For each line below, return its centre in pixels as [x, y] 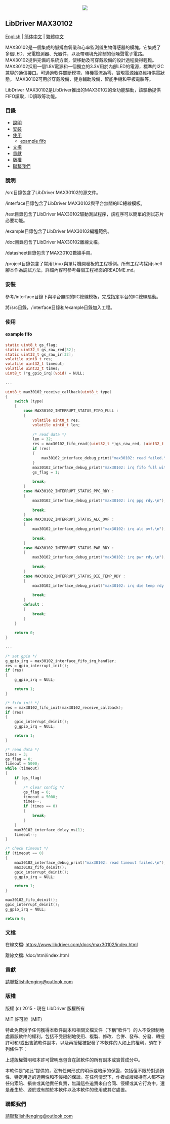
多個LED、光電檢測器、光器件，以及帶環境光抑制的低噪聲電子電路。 [76, 53]
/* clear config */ [44, 787]
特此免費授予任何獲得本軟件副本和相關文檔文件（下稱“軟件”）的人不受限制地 [85, 1030]
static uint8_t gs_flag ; [31, 345]
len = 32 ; [42, 439]
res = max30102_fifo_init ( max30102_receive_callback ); [64, 708]
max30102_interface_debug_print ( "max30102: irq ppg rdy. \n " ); [99, 501]
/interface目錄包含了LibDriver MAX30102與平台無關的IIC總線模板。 [75, 203]
